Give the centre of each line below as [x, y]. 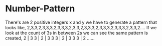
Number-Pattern [40, 9]
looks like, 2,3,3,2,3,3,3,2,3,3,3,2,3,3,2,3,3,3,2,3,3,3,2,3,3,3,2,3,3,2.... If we [81, 27]
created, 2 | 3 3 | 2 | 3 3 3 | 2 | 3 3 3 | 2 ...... [50, 38]
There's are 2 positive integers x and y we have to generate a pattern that [81, 22]
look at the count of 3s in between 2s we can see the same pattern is [76, 33]
